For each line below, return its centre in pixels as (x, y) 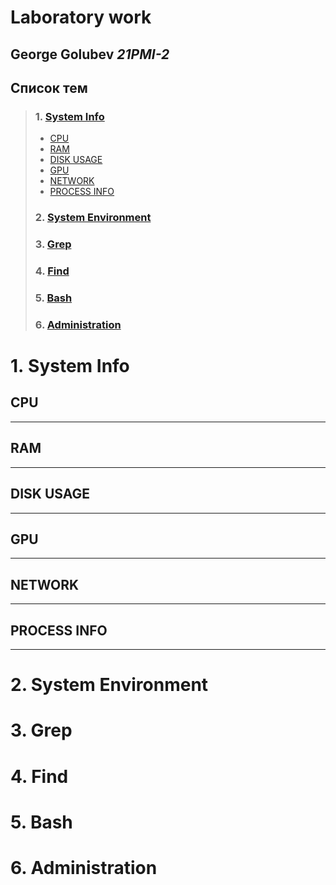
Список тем (49, 87)
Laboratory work (81, 17)
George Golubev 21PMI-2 (90, 54)
